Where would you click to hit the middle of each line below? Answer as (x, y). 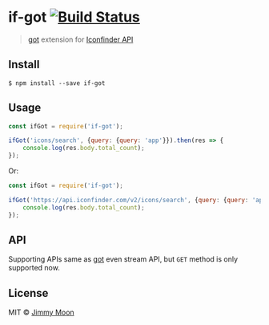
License (28, 293)
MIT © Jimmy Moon (41, 312)
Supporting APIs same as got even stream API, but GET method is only (123, 259)
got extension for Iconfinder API (80, 39)
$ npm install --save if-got (57, 83)
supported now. (34, 268)
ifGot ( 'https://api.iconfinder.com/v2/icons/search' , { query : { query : (128, 200)
